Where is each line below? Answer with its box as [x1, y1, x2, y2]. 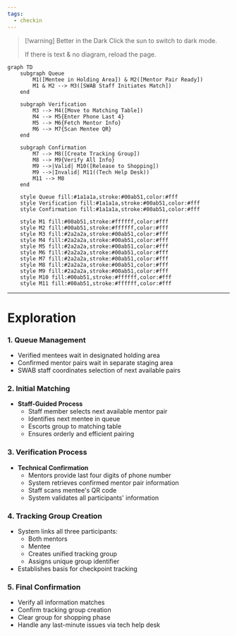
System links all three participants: [17, 527, 118, 535]
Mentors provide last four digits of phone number [28, 471, 171, 479]
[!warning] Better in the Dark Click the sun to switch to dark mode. [24, 36, 217, 44]
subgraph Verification [20, 100, 87, 108]
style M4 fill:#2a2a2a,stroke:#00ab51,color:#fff [20, 236, 169, 244]
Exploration [7, 310, 76, 325]
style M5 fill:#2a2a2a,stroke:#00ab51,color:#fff [20, 243, 169, 250]
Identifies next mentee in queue [28, 414, 121, 424]
